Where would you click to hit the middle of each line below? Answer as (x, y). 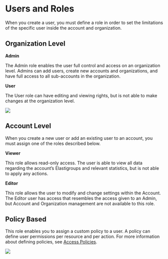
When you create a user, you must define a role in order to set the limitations (84, 23)
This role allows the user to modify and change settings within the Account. (83, 193)
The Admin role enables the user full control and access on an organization (83, 65)
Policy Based (26, 219)
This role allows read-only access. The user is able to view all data (74, 163)
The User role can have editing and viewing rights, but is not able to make (81, 95)
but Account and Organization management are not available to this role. (80, 203)
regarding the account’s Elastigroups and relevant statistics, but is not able (82, 168)
